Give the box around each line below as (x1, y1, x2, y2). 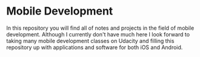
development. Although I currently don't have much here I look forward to (6, 30, 190, 38)
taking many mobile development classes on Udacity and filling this (6, 37, 175, 44)
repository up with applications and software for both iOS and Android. (6, 44, 183, 51)
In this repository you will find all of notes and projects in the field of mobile (6, 24, 195, 32)
